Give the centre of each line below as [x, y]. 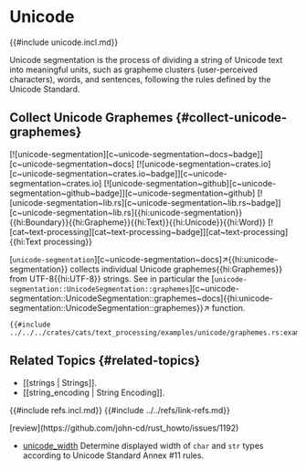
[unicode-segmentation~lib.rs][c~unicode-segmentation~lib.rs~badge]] [145, 202]
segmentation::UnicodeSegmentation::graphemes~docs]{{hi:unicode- [142, 298]
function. [228, 307]
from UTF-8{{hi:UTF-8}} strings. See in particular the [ [112, 278]
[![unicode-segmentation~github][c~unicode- [190, 183]
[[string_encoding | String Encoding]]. [94, 392]
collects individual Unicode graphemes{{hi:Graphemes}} [176, 269]
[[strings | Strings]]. [60, 382]
